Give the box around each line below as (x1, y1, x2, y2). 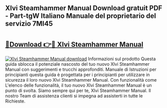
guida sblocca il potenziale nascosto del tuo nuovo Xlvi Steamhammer (5, 61, 150, 67)
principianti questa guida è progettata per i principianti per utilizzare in (5, 72, 150, 78)
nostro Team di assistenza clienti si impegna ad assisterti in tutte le (5, 93, 143, 99)
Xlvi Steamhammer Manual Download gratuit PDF (5, 4, 162, 12)
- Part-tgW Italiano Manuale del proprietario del (5, 12, 156, 20)
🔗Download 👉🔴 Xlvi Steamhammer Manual (5, 40, 143, 49)
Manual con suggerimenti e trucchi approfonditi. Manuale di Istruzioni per (5, 67, 156, 72)
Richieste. (5, 98, 26, 104)
